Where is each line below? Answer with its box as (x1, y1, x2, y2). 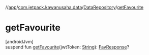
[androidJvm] (5, 38, 34, 44)
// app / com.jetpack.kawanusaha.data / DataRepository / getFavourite (5, 5, 144, 10)
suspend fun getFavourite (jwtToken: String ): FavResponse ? (5, 44, 130, 50)
